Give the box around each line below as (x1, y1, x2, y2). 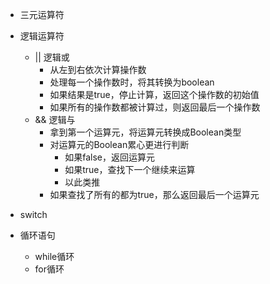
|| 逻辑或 (34, 51, 70, 63)
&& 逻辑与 (34, 114, 76, 125)
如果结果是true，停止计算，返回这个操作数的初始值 (49, 89, 260, 100)
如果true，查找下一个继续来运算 (64, 164, 196, 175)
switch (19, 209, 48, 220)
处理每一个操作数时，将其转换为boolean (49, 76, 215, 88)
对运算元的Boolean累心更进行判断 (49, 139, 190, 150)
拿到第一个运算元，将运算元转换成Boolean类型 (49, 126, 242, 138)
